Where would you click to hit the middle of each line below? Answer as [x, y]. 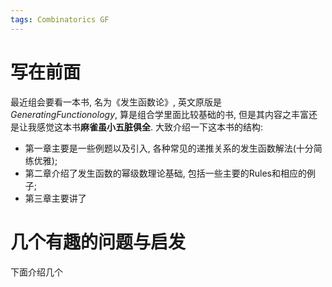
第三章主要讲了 [55, 198]
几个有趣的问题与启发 [98, 242]
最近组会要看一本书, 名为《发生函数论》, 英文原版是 [116, 102]
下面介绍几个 [36, 272]
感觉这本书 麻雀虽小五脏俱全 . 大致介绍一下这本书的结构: [150, 127]
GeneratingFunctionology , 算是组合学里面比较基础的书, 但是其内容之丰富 [159, 114]
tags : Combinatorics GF [60, 19]
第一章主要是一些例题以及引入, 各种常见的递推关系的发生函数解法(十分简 [173, 148]
